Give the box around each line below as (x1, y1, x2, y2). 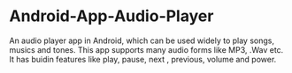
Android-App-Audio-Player (9, 6, 214, 26)
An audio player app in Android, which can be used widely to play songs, (9, 35, 274, 46)
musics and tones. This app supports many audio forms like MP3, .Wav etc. (9, 44, 284, 55)
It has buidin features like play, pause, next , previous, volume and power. (9, 54, 277, 64)
